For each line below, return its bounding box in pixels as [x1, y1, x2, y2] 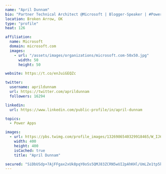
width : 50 [18, 57, 39, 62]
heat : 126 [5, 26, 26, 31]
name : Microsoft [9, 39, 43, 44]
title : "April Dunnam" [14, 153, 61, 158]
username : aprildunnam [9, 85, 56, 89]
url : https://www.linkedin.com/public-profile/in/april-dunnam [9, 107, 142, 112]
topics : [5, 116, 21, 121]
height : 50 [18, 62, 41, 67]
